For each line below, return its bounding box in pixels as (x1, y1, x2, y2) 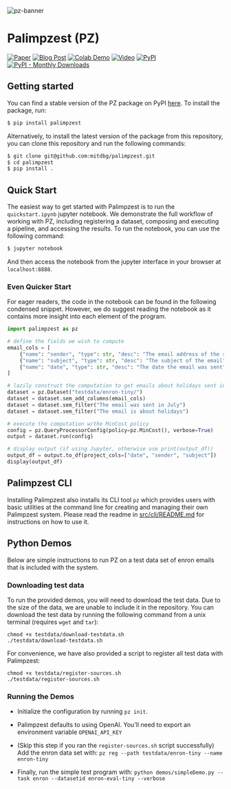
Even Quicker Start (7, 282, 71, 292)
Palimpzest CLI (7, 477, 72, 489)
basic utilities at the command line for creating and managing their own (7, 503, 208, 511)
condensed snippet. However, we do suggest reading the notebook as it (7, 305, 211, 313)
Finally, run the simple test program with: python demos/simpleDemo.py (16, 768, 214, 777)
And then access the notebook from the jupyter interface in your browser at (7, 257, 221, 266)
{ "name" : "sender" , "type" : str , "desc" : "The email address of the (19, 351, 220, 358)
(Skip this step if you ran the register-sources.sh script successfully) (16, 742, 214, 750)
